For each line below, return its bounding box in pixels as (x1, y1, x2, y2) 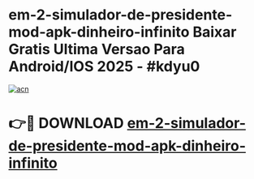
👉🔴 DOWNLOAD (8, 114, 124, 133)
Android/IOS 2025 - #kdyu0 (8, 58, 200, 76)
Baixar (192, 23, 237, 41)
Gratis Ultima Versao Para (8, 40, 185, 58)
